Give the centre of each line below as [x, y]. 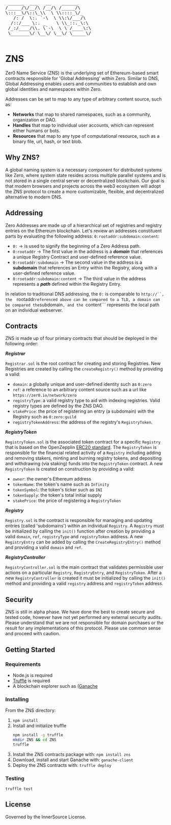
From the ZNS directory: [31, 710]
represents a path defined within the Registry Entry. [67, 284]
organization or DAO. [35, 119]
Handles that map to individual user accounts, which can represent [83, 125]
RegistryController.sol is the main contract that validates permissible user [84, 567]
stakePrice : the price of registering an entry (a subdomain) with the [83, 411]
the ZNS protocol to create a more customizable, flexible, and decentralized [84, 191]
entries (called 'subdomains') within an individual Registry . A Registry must [85, 526]
